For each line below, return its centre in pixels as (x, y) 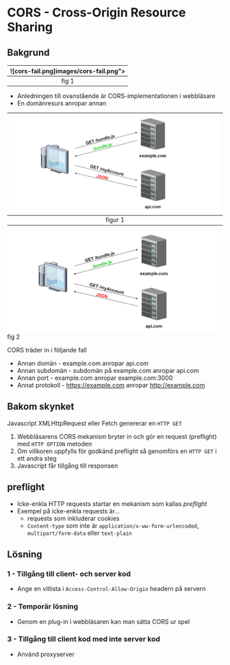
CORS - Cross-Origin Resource (97, 13)
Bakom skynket (41, 407)
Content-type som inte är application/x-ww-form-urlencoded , (113, 525)
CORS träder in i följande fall (47, 350)
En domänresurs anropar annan (62, 104)
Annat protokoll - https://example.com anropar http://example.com (111, 385)
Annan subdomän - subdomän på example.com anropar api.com (108, 370)
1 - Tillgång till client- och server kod (69, 574)
